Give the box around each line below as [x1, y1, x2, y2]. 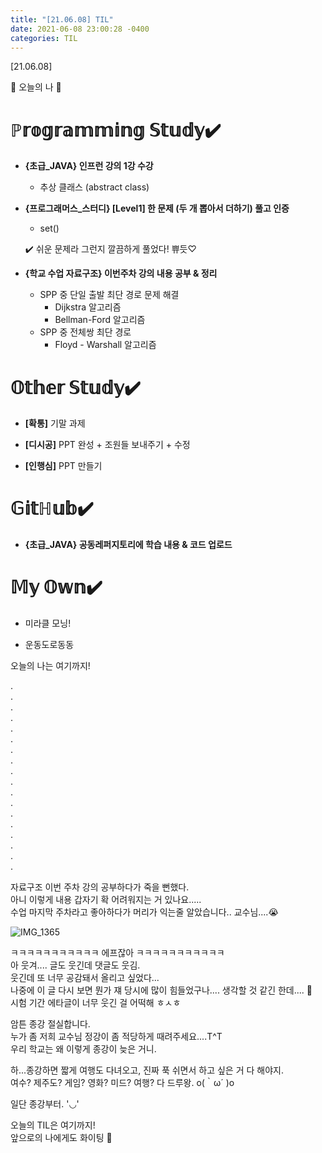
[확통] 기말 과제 [24, 417, 86, 430]
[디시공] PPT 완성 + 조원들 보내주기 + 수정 [24, 439, 191, 451]
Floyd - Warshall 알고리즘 [54, 339, 157, 351]
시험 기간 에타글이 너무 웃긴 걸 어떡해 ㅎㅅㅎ [10, 997, 182, 1009]
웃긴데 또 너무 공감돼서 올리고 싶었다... [10, 972, 160, 984]
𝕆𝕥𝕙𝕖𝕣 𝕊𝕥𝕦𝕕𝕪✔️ [10, 376, 141, 399]
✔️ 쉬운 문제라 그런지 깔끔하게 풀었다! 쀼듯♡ [24, 243, 197, 255]
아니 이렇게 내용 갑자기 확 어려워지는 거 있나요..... [10, 894, 202, 906]
